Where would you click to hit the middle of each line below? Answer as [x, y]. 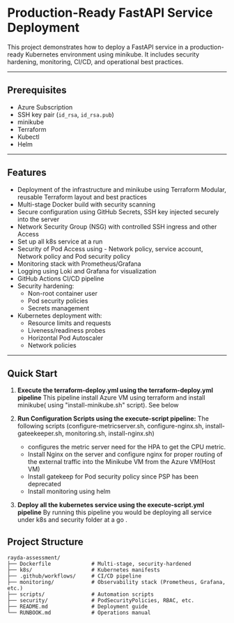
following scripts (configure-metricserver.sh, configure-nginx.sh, [110, 426]
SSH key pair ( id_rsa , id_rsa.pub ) [66, 114]
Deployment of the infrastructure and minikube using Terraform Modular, [122, 189]
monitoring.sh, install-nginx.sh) [110, 433]
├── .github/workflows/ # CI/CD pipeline [74, 576]
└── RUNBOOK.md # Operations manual [79, 613]
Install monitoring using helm [69, 491]
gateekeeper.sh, [40, 433]
